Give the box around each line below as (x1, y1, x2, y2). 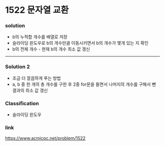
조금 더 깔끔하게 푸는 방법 (12, 75, 61, 81)
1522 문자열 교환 (5, 4, 69, 16)
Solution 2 (5, 63, 30, 70)
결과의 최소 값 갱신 (12, 87, 48, 93)
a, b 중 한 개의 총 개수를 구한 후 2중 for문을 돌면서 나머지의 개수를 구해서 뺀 (12, 81, 156, 87)
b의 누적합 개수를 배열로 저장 (12, 34, 68, 40)
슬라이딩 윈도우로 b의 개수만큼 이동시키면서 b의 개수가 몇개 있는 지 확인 (12, 40, 149, 46)
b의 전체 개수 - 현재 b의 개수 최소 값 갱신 (12, 46, 90, 52)
